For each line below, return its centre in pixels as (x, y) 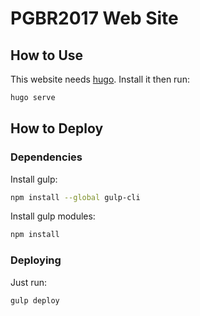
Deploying (36, 260)
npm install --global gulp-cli (75, 197)
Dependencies (46, 157)
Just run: (29, 282)
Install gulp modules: (53, 216)
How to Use (47, 55)
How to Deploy (57, 128)
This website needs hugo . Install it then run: (100, 79)
